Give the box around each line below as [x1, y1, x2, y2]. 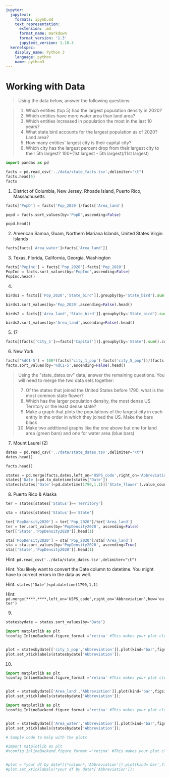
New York [13, 349, 34, 355]
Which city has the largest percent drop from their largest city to [25, 145, 159, 151]
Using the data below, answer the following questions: [18, 98, 131, 104]
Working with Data [6, 81, 85, 93]
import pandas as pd [6, 160, 49, 165]
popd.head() [6, 221, 31, 227]
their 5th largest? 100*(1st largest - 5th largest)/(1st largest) [25, 150, 149, 157]
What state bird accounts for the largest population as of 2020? [25, 129, 158, 135]
